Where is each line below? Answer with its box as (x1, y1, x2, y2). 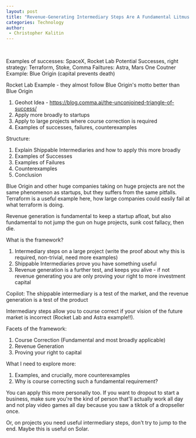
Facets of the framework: (6, 325, 67, 332)
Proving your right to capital (14, 349, 82, 356)
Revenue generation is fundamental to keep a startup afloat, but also (6, 213, 171, 220)
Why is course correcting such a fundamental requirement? (14, 378, 158, 385)
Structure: (6, 135, 30, 142)
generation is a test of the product (6, 296, 88, 304)
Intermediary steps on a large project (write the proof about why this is (14, 248, 185, 255)
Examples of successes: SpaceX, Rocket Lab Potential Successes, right (6, 58, 178, 65)
